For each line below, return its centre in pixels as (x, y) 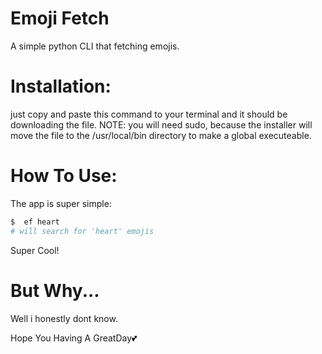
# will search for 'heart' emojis (82, 231)
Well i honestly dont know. (64, 318)
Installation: (61, 86)
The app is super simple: (61, 203)
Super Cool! (35, 250)
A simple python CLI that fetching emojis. (95, 46)
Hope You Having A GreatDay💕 (74, 338)
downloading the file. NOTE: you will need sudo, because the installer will (161, 124)
